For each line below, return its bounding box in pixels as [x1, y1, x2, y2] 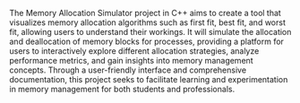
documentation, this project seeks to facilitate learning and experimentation [9, 74, 288, 84]
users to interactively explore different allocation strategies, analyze [9, 46, 260, 56]
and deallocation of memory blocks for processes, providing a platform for [9, 36, 285, 47]
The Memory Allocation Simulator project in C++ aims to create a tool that [9, 8, 282, 18]
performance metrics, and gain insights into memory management [9, 56, 253, 65]
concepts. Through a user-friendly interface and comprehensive [9, 64, 247, 75]
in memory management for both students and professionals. [9, 84, 236, 94]
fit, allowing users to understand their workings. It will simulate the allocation [9, 27, 292, 37]
